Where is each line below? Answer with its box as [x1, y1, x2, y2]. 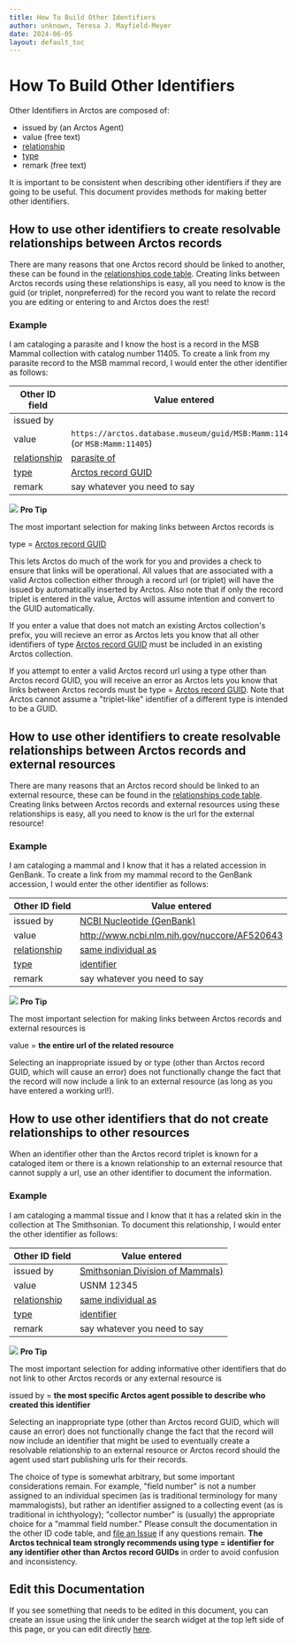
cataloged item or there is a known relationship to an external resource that [9, 1158, 283, 1169]
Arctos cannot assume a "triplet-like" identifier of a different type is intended [9, 694, 288, 705]
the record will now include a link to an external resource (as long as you [9, 1076, 273, 1086]
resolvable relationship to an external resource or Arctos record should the [9, 1444, 281, 1455]
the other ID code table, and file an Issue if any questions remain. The [9, 1528, 263, 1538]
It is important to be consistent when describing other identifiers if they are [9, 177, 282, 188]
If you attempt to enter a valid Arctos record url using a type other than [9, 666, 267, 676]
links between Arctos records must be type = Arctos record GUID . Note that [9, 684, 285, 696]
